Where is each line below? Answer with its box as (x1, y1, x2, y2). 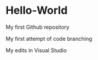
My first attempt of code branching (5, 35, 93, 42)
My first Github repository (5, 23, 70, 31)
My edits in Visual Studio (5, 46, 67, 54)
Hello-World (5, 4, 68, 17)
